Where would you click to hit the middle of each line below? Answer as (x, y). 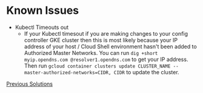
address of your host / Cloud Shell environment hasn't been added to (110, 46)
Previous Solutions (30, 84)
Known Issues (43, 11)
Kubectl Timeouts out (42, 27)
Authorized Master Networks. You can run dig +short (91, 53)
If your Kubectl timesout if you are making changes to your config (106, 33)
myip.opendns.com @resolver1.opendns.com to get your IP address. (106, 59)
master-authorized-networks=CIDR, (68, 72)
